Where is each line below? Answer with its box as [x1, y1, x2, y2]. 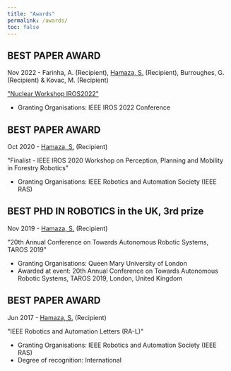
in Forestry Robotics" [7, 164, 69, 172]
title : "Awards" [7, 10, 55, 18]
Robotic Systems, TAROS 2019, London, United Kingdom [17, 273, 182, 283]
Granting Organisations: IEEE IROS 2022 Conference [17, 103, 171, 112]
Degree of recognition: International [17, 355, 122, 364]
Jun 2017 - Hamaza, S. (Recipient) [7, 313, 107, 322]
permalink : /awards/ [7, 17, 69, 24]
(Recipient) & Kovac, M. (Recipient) [7, 76, 109, 85]
